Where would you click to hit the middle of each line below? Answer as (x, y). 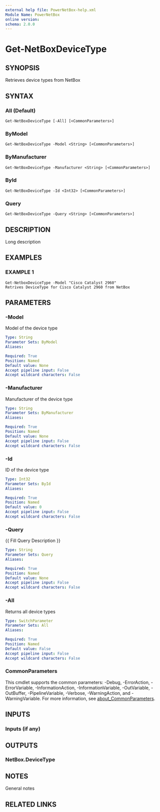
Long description (23, 242)
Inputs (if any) (23, 729)
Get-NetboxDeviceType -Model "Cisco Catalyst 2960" (61, 283)
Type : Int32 (18, 479)
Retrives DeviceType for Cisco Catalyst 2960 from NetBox (68, 287)
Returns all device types (30, 612)
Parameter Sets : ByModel (31, 342)
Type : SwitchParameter (29, 621)
